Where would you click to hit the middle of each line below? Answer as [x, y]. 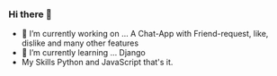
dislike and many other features [80, 43]
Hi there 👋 [31, 14]
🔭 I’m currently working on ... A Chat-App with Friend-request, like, [145, 34]
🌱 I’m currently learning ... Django [83, 53]
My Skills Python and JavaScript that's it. [97, 63]
